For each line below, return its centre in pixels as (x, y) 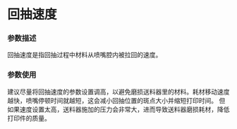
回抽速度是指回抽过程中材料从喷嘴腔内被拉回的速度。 (85, 55)
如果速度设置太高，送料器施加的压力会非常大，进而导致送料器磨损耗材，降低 (119, 109)
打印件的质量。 (29, 118)
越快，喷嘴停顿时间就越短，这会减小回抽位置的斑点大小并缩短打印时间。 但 (116, 100)
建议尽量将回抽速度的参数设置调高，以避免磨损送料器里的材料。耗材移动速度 (119, 92)
